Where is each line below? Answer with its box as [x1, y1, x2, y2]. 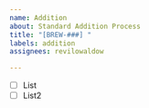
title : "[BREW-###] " [9, 30, 92, 39]
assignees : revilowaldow [9, 47, 104, 56]
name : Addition [9, 13, 68, 23]
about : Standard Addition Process [9, 22, 142, 31]
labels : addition [9, 38, 76, 48]
